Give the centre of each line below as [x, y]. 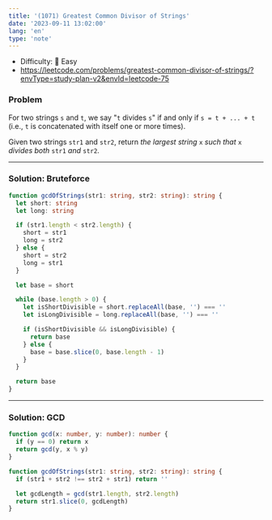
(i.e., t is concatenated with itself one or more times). [97, 126]
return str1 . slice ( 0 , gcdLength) [72, 501]
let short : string [47, 203]
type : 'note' [30, 38]
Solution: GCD [37, 418]
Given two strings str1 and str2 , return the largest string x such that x [125, 142]
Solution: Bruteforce [49, 179]
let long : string [45, 211]
